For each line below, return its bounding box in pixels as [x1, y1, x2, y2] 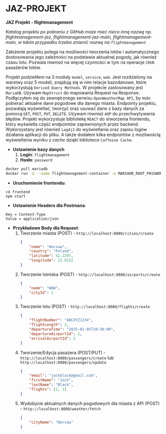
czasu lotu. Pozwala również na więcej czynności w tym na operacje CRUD [5, 59, 155, 65]
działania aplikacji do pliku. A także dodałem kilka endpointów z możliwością [5, 132, 161, 137]
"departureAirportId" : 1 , [29, 331, 83, 336]
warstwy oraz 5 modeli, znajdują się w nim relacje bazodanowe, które [5, 79, 147, 85]
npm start [5, 194, 26, 199]
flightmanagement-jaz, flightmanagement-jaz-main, [5, 34, 112, 40]
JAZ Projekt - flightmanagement [5, 19, 73, 25]
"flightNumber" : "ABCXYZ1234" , [29, 318, 93, 323]
